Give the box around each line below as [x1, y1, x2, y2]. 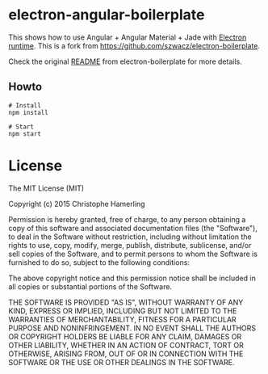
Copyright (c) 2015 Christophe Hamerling [8, 199, 145, 208]
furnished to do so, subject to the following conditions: [8, 257, 190, 267]
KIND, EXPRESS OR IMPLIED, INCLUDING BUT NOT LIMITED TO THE [8, 305, 237, 316]
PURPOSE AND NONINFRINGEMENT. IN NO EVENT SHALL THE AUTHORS [8, 323, 257, 333]
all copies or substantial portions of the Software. [8, 281, 172, 292]
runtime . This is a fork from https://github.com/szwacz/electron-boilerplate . [8, 40, 261, 50]
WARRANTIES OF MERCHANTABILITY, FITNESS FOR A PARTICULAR [8, 314, 237, 324]
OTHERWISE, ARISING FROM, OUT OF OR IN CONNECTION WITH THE [8, 349, 244, 359]
